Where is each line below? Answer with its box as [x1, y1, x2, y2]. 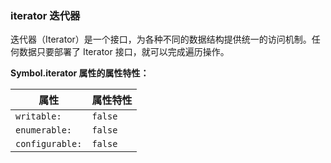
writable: [15, 111, 62, 122]
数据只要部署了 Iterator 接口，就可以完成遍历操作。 [18, 46, 230, 58]
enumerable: [15, 125, 73, 136]
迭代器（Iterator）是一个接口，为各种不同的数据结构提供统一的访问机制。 [10, 33, 312, 46]
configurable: [15, 138, 83, 150]
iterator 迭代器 [10, 8, 81, 22]
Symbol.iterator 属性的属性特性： [10, 67, 150, 79]
